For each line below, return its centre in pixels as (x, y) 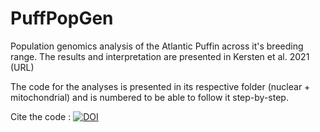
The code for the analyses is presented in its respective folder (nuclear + (160, 86)
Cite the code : (41, 116)
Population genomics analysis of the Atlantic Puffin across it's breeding (157, 46)
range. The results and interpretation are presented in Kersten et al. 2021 (160, 56)
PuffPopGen (62, 18)
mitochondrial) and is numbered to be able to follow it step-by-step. (149, 97)
